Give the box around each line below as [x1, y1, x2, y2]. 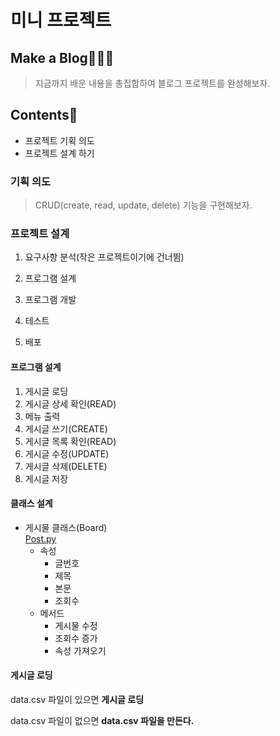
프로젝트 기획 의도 [24, 134, 95, 146]
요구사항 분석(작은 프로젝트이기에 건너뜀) [24, 251, 185, 263]
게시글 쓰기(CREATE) [24, 422, 108, 435]
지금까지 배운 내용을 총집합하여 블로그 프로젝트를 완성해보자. [34, 77, 271, 89]
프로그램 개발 [24, 294, 77, 306]
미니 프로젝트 [10, 9, 112, 32]
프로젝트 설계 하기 [24, 147, 95, 159]
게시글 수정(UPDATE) [24, 447, 110, 460]
